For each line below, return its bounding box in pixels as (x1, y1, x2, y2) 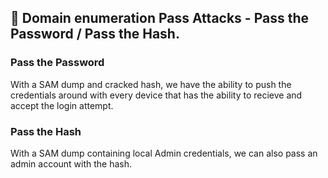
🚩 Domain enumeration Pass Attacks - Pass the (10, 10, 309, 27)
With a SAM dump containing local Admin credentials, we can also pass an (10, 147, 318, 159)
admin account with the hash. (10, 157, 133, 170)
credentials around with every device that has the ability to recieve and (10, 89, 303, 101)
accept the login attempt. (10, 99, 114, 111)
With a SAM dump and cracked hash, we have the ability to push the (10, 78, 292, 90)
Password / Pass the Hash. (10, 26, 180, 43)
